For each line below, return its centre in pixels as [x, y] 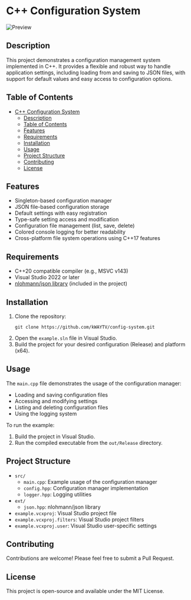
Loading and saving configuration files [61, 395]
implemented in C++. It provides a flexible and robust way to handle [88, 66]
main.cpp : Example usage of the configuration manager [90, 481]
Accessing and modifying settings [56, 401]
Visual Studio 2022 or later [47, 277]
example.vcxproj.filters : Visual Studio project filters [79, 519]
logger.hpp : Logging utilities [57, 494]
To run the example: [30, 425]
